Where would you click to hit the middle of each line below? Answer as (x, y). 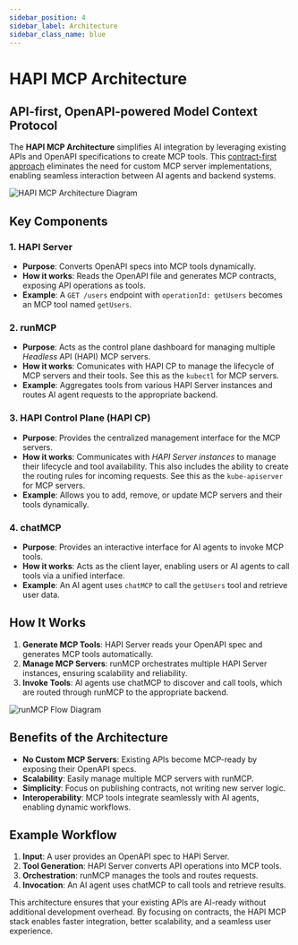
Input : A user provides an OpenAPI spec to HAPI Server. (126, 856)
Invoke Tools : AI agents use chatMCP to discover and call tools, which (152, 682)
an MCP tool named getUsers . (77, 305)
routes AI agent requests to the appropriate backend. (120, 394)
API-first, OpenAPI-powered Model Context (133, 112)
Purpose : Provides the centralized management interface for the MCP (151, 438)
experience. (31, 931)
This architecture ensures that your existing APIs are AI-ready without (138, 903)
